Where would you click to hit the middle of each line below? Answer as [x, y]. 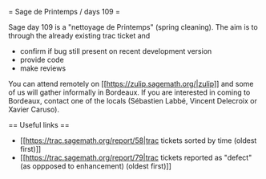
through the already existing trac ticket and [79, 36]
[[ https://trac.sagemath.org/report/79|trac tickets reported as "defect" [136, 157]
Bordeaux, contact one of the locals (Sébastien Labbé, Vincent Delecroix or [133, 101]
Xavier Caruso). [34, 109]
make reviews [43, 68]
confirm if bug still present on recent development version [116, 51]
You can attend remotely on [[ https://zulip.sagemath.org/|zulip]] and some [131, 84]
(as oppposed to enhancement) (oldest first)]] [96, 166]
